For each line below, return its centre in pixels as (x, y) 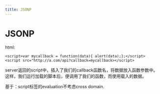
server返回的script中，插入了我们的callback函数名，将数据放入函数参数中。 (81, 70)
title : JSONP (18, 9)
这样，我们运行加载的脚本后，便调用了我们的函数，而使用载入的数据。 (76, 76)
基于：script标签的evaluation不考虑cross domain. (55, 86)
